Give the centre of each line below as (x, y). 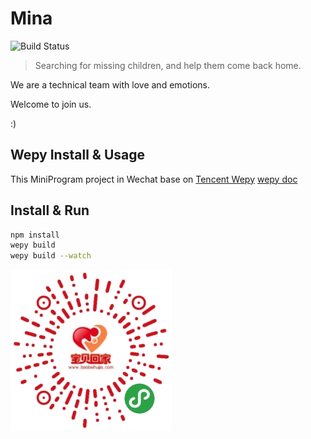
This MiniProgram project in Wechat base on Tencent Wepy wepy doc (154, 179)
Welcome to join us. (51, 104)
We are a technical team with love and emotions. (110, 84)
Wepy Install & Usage (77, 155)
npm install (35, 235)
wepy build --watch (51, 256)
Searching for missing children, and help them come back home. (168, 65)
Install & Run (50, 210)
